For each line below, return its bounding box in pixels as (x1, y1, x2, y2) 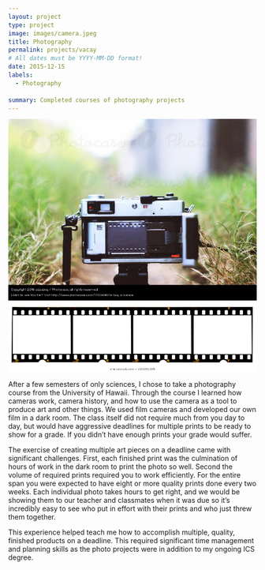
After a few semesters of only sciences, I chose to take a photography (8, 379, 237, 388)
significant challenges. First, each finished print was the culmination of (8, 453, 238, 463)
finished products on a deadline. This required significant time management (8, 535, 255, 545)
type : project (8, 21, 55, 29)
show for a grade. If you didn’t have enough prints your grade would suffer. (8, 429, 252, 439)
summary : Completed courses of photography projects (8, 96, 185, 104)
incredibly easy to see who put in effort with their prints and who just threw (8, 504, 252, 513)
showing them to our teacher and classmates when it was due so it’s (8, 495, 230, 504)
